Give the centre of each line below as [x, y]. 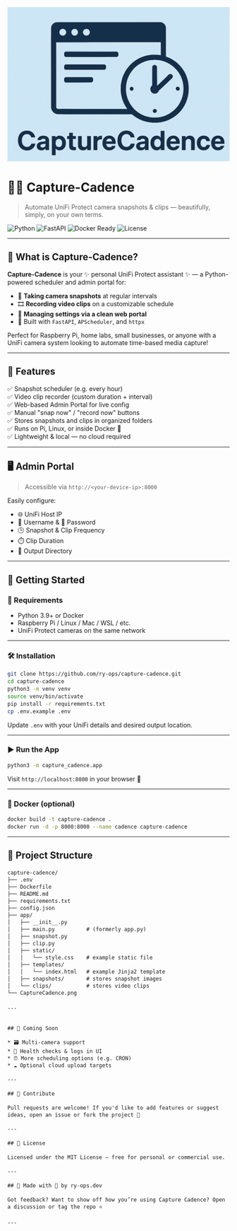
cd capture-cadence [36, 682]
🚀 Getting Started [46, 580]
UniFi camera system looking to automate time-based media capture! [108, 342]
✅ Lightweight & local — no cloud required [69, 436]
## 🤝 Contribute [31, 1093]
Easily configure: [32, 501]
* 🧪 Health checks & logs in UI [55, 1051]
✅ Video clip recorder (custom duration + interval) [80, 397]
